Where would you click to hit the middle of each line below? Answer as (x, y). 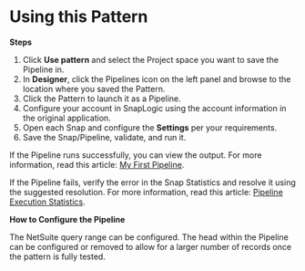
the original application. (66, 118)
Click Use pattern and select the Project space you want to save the (151, 59)
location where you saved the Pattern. (94, 89)
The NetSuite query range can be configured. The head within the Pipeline (149, 237)
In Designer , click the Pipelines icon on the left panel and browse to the (157, 78)
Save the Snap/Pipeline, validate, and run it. (104, 137)
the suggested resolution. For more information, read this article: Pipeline (147, 192)
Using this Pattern (79, 17)
